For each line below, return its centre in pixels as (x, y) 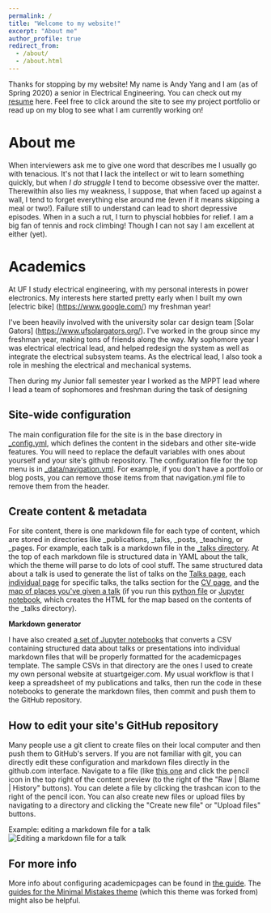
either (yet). (28, 234)
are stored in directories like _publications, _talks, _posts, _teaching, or (126, 540)
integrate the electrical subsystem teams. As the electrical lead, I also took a (135, 356)
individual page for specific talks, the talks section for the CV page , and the (134, 582)
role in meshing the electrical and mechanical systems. (100, 365)
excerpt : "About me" (43, 31)
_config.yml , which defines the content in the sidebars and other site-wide (132, 443)
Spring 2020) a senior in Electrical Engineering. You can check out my (125, 92)
